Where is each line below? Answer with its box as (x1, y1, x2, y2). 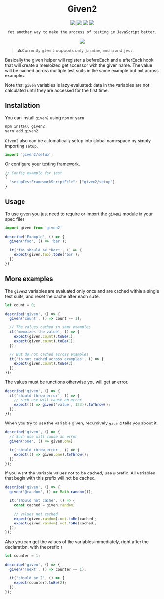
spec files (5, 216, 25, 222)
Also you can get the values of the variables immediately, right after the (5, 539, 149, 545)
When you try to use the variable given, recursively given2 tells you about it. (5, 420, 158, 426)
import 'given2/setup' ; (5, 152, 54, 157)
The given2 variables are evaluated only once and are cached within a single (5, 288, 159, 294)
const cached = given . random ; (14, 503, 76, 508)
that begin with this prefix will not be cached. (5, 475, 96, 481)
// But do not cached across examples (9, 352, 89, 357)
